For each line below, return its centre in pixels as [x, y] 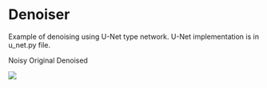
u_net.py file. [29, 44]
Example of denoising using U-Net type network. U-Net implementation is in [134, 36]
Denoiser [39, 15]
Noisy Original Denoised [48, 60]
